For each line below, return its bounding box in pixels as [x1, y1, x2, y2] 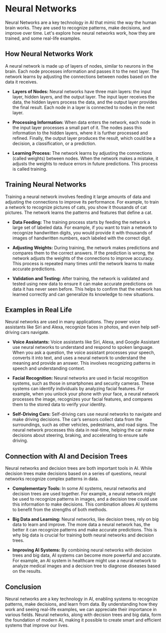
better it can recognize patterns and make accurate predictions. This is [12, 527, 157, 533]
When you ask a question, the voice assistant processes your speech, [12, 349, 155, 356]
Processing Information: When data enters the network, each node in [12, 119, 156, 125]
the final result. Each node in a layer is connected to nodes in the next [12, 104, 155, 110]
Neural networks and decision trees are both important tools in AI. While [5, 465, 153, 471]
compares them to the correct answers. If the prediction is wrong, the [12, 250, 155, 256]
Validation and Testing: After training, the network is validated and [12, 275, 150, 281]
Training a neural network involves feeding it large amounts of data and [5, 194, 151, 200]
